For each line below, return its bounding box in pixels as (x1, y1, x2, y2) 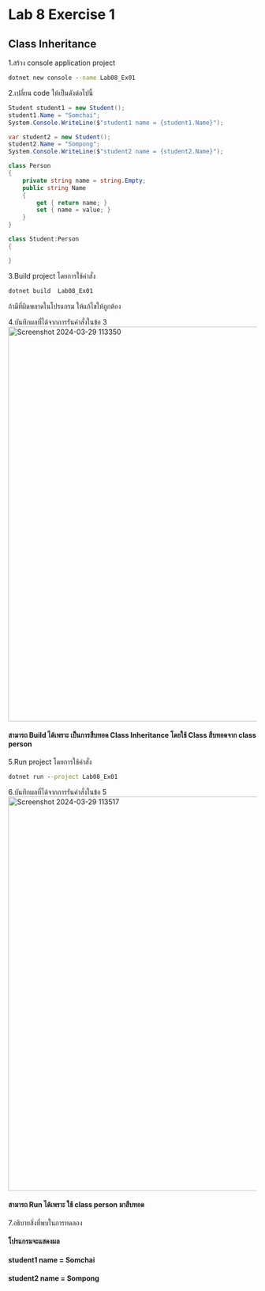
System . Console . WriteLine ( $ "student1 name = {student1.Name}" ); (8, 119, 224, 127)
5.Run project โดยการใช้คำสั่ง (8, 757, 92, 766)
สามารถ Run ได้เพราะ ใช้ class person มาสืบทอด (8, 1200, 144, 1209)
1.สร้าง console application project (8, 58, 116, 67)
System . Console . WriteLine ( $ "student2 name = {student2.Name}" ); (8, 148, 224, 156)
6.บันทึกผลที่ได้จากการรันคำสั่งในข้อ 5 (8, 787, 107, 796)
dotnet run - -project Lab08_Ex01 (8, 773, 118, 780)
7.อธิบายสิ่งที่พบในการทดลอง (8, 1217, 83, 1228)
